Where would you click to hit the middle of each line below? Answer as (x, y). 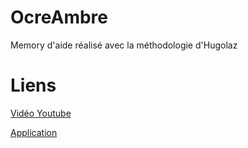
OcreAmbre (59, 17)
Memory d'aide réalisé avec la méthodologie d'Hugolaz (124, 45)
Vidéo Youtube (41, 113)
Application (34, 132)
